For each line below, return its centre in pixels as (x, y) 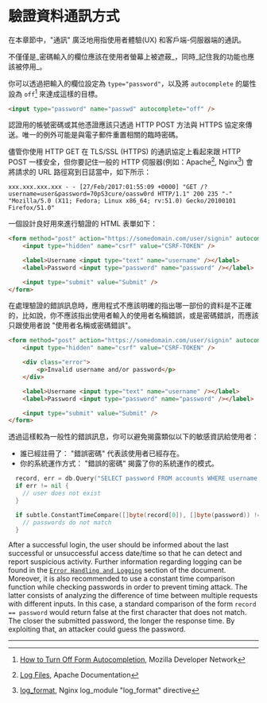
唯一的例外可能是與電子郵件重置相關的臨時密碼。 (102, 135)
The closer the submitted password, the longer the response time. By (122, 621)
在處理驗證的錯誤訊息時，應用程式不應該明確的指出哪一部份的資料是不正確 (130, 306)
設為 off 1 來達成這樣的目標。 (55, 93)
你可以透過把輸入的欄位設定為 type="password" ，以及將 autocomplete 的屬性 (132, 83)
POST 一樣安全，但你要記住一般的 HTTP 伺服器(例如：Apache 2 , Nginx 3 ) (126, 161)
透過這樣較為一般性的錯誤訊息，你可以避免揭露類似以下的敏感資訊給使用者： (133, 437)
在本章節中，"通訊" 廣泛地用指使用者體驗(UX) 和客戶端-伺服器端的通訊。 (127, 40)
